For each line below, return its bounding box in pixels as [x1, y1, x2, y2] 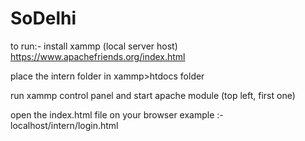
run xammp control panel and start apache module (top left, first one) [10, 89, 296, 101]
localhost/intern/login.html [10, 119, 119, 131]
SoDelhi [10, 7, 77, 30]
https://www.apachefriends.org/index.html [10, 50, 186, 62]
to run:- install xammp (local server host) [10, 40, 178, 52]
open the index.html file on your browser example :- [10, 108, 224, 121]
